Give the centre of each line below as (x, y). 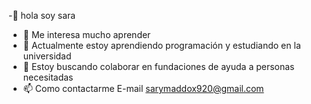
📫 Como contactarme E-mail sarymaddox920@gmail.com (143, 88)
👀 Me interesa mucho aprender (86, 34)
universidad (47, 56)
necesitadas (48, 77)
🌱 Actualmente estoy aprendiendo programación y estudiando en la (161, 45)
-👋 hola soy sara (42, 15)
